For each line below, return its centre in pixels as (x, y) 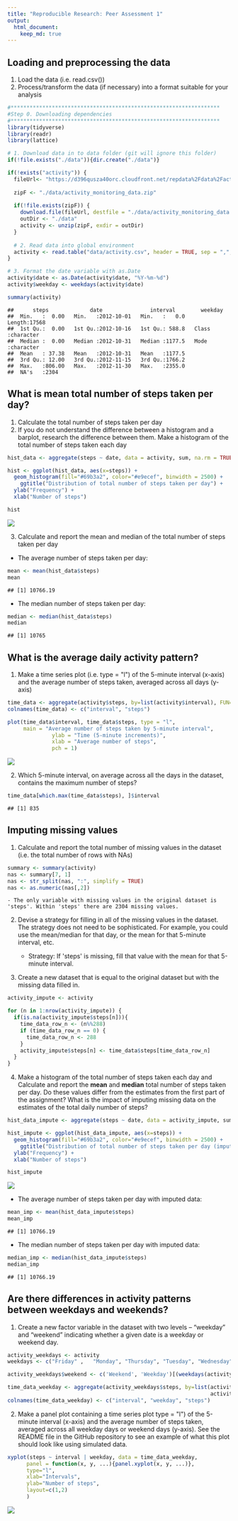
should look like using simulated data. (72, 1444)
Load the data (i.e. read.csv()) (61, 79)
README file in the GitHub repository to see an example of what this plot (124, 1437)
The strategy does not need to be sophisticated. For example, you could (123, 927)
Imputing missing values (63, 830)
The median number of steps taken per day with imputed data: (109, 1245)
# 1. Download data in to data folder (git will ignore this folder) (112, 153)
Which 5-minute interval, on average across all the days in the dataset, (121, 775)
